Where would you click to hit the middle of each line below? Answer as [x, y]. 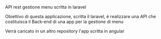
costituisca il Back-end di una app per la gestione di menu [64, 22]
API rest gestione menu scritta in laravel [46, 7]
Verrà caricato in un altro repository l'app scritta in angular [65, 31]
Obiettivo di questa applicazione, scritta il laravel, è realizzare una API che [80, 16]
